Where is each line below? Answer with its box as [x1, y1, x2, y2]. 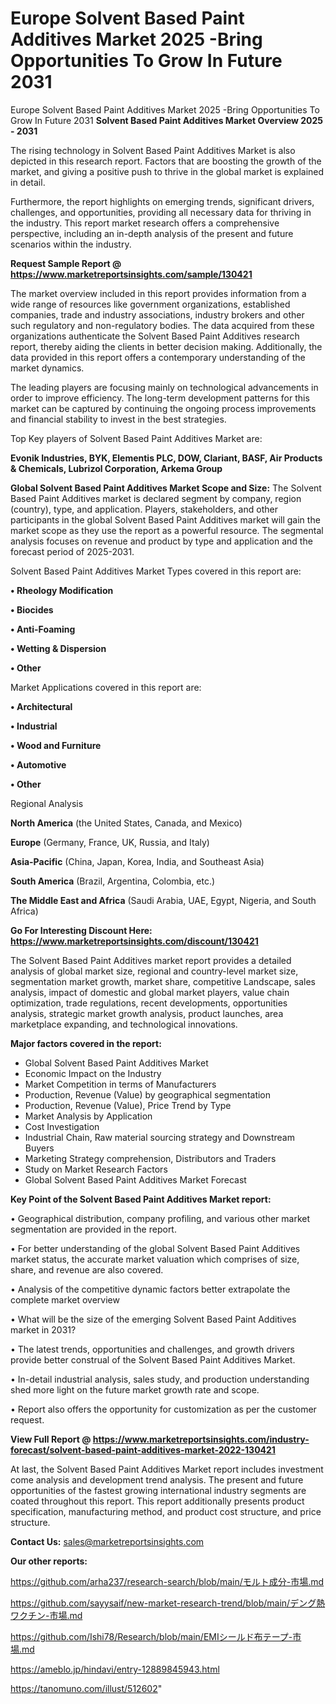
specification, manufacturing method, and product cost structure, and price [10, 1505, 322, 1517]
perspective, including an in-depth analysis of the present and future [10, 227, 294, 239]
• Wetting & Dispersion [10, 642, 107, 654]
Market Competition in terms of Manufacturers [24, 1078, 217, 1090]
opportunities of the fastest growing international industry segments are [10, 1484, 307, 1496]
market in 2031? [10, 1323, 77, 1336]
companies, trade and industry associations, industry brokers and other [10, 308, 305, 321]
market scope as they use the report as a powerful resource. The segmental [10, 524, 324, 536]
